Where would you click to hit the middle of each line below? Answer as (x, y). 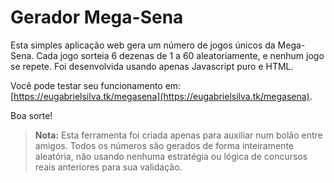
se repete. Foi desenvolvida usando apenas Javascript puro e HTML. (152, 66)
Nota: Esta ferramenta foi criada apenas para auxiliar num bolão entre (178, 135)
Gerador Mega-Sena (97, 17)
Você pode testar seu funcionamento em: (96, 85)
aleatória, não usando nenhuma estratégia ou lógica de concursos (171, 156)
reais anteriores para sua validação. (108, 167)
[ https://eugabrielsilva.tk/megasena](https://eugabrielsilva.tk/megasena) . (161, 96)
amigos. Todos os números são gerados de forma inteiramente (164, 145)
